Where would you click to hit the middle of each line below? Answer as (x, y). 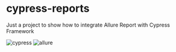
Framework (20, 31)
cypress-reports (48, 9)
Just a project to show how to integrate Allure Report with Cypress (88, 25)
